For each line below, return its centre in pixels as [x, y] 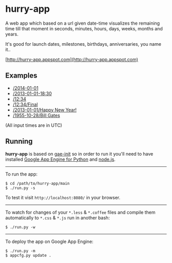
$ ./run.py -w [20, 227]
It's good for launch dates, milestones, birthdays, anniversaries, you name [83, 44]
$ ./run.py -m [20, 251]
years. [12, 34]
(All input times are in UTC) [34, 125]
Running [19, 142]
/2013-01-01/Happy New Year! [45, 110]
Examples [21, 76]
